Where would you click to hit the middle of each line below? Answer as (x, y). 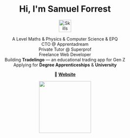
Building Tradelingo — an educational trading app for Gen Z (65, 59)
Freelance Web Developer (65, 54)
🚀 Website (65, 74)
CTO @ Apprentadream (65, 44)
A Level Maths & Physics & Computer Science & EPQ (65, 39)
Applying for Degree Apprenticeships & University (65, 65)
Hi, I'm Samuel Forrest (65, 9)
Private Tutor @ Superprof (65, 49)
